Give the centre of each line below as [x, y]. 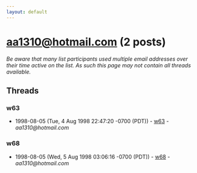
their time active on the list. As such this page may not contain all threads [99, 65]
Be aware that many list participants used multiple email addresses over [97, 59]
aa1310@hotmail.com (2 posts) [86, 42]
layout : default [27, 12]
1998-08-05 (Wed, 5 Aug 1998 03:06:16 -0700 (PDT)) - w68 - [92, 157]
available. [19, 72]
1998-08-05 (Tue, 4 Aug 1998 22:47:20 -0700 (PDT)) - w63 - [92, 121]
